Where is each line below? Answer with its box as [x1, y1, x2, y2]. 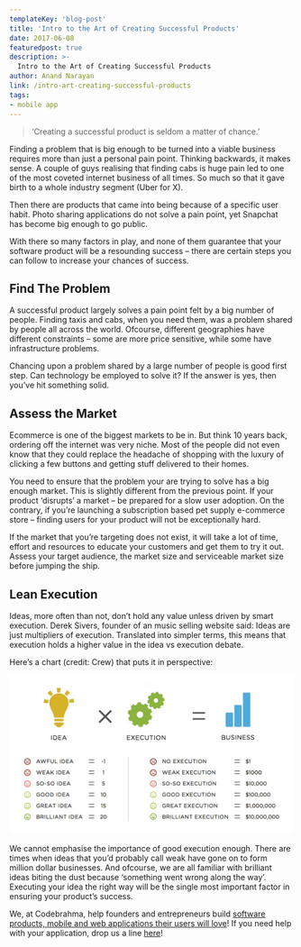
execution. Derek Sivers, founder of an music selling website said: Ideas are [9, 620, 291, 631]
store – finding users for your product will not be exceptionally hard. [9, 514, 261, 525]
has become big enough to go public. [9, 218, 149, 229]
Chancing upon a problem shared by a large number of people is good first [9, 360, 287, 371]
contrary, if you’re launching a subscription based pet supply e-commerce [9, 505, 286, 515]
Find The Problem [9, 280, 111, 296]
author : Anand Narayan [9, 72, 95, 81]
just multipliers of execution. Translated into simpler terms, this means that [9, 629, 287, 640]
